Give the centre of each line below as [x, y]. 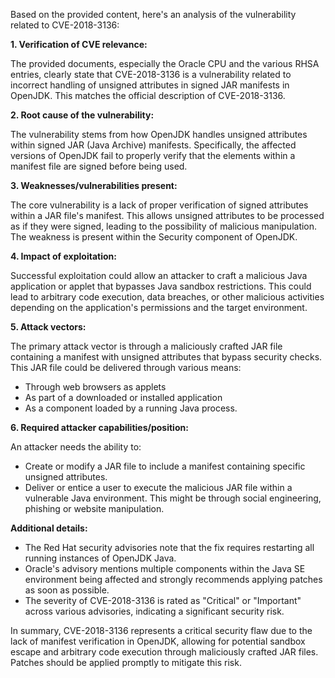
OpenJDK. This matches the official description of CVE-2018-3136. [148, 95]
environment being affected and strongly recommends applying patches [173, 579]
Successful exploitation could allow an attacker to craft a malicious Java [159, 275]
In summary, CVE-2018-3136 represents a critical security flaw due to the [161, 630]
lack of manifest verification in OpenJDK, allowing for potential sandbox [158, 641]
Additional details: [49, 528]
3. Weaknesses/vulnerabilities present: [94, 185]
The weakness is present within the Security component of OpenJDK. [154, 237]
